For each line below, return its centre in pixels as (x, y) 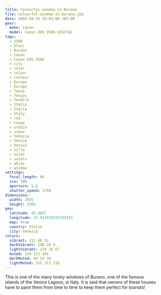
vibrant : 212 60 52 (29, 240)
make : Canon (22, 28)
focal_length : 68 (27, 177)
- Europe (18, 86)
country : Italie (26, 227)
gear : (10, 23)
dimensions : (17, 195)
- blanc (17, 46)
